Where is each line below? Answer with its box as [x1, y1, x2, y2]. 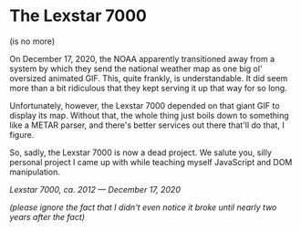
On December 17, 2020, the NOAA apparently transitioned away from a [9, 53, 275, 64]
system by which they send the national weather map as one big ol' [9, 63, 263, 74]
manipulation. [9, 166, 61, 177]
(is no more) [9, 36, 56, 47]
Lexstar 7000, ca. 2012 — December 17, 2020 [9, 184, 181, 194]
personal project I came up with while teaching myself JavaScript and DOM [9, 156, 293, 167]
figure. [9, 129, 35, 140]
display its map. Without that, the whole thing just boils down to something [9, 110, 289, 121]
